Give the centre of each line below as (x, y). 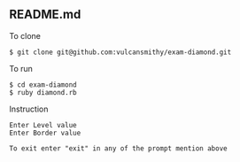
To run (21, 68)
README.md (45, 15)
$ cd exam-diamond (43, 85)
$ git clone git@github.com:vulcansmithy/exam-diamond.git (120, 52)
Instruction (29, 109)
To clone (25, 35)
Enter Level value (43, 125)
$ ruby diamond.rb (43, 92)
